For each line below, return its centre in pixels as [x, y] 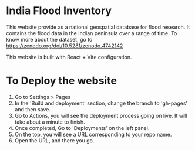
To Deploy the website [62, 81]
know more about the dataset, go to [49, 39]
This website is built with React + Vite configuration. [69, 57]
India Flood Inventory [59, 11]
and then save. [33, 109]
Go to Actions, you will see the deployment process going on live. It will [101, 115]
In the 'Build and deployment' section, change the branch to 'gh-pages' [101, 103]
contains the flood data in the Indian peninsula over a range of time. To [92, 33]
